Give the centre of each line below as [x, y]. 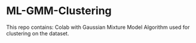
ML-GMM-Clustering [59, 11]
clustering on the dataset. [38, 33]
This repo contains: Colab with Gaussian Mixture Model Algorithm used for [98, 27]
